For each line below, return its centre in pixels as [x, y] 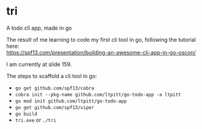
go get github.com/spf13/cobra [55, 88]
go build [26, 114]
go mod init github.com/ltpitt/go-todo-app [71, 101]
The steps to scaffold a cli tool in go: [52, 76]
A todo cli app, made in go [39, 28]
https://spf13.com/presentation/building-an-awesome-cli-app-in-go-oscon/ [101, 52]
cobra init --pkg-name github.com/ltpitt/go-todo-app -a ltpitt [98, 94]
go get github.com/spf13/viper [55, 107]
